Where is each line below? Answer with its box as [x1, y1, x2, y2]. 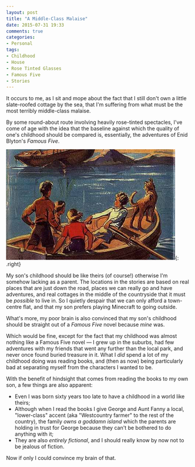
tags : [6, 47, 19, 53]
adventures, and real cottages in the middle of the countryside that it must [6, 291, 186, 298]
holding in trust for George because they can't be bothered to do [14, 425, 172, 432]
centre [6, 304, 22, 311]
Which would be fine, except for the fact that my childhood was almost [6, 333, 177, 340]
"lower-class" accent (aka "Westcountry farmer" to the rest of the [14, 412, 174, 419]
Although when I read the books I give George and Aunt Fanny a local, [14, 406, 184, 413]
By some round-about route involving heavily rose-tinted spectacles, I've [6, 119, 183, 126]
